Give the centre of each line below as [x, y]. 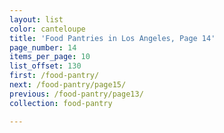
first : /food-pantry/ [54, 76]
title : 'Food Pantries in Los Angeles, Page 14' [112, 38]
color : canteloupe [47, 29]
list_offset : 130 [45, 66]
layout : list [36, 19]
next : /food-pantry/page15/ [68, 85]
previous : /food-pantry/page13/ [76, 94]
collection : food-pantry [61, 103]
